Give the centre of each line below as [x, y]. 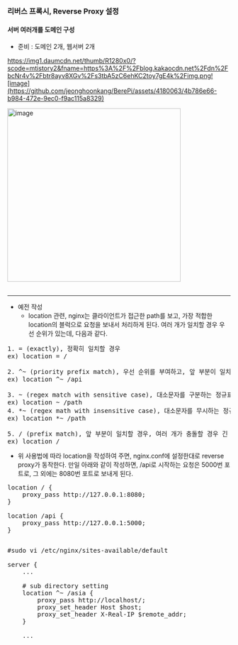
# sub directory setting [65, 586]
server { [22, 565]
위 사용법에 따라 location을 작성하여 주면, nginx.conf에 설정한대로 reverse [121, 456]
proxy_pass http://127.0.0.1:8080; [84, 495]
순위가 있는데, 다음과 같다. [72, 333]
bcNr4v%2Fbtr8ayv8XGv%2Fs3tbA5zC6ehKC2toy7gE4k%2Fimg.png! [110, 76]
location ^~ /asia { [58, 593]
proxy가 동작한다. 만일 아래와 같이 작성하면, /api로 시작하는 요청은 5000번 [120, 465]
